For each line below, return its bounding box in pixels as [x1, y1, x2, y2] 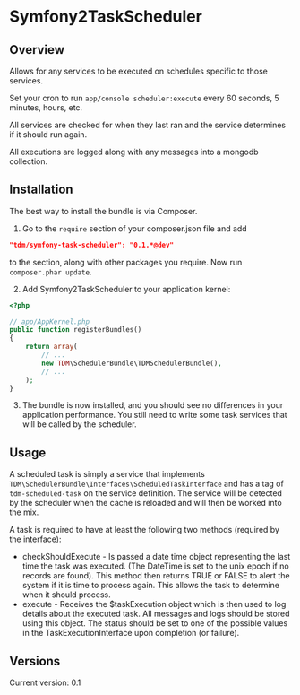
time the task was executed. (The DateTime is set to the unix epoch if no [21, 560, 289, 571]
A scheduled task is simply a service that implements [9, 469, 206, 480]
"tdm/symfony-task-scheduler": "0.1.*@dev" [9, 240, 175, 249]
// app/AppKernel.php [9, 317, 90, 326]
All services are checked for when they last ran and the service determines [9, 119, 287, 130]
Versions [9, 653, 61, 669]
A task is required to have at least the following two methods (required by [9, 525, 280, 535]
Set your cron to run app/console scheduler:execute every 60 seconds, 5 [9, 92, 279, 103]
